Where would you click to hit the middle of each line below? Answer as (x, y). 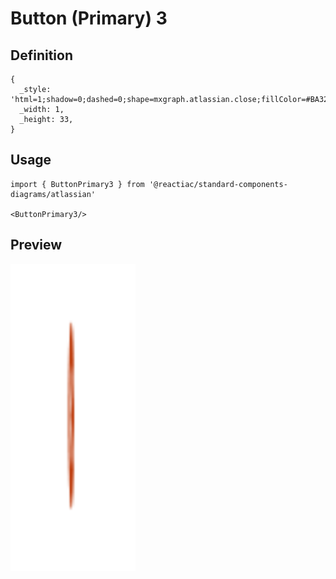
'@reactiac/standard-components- (218, 184)
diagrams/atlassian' (53, 194)
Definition (41, 55)
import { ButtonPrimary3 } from (77, 184)
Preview (36, 245)
